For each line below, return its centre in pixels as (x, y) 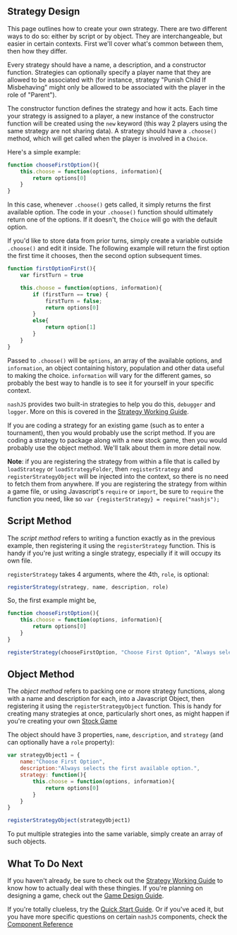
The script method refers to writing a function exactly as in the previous (111, 538)
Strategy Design (44, 12)
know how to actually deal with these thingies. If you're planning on (105, 888)
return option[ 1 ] (71, 327)
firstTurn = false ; (73, 301)
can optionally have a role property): (61, 742)
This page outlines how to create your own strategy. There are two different (117, 28)
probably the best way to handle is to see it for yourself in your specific (111, 383)
